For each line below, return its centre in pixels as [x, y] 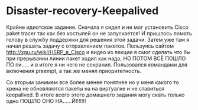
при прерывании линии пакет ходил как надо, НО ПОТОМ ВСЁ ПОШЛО [96, 58]
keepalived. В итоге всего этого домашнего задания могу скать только [95, 95]
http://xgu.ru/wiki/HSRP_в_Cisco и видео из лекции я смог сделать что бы [98, 52]
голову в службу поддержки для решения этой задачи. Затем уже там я [98, 39]
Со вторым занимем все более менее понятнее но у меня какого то [92, 82]
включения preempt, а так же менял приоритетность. [74, 71]
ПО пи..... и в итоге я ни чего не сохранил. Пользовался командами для [97, 64]
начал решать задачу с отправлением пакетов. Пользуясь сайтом [90, 46]
